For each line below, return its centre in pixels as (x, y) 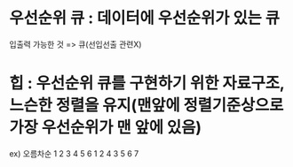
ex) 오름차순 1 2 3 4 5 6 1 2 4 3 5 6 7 (74, 153)
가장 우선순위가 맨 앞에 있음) (106, 128)
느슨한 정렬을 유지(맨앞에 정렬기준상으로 (146, 106)
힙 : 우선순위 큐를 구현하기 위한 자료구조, (147, 83)
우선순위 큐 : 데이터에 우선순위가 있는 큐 (145, 18)
